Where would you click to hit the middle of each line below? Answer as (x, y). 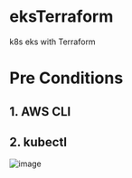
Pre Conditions (66, 78)
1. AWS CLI (40, 112)
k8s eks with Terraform (53, 42)
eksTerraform (61, 17)
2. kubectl (38, 142)
